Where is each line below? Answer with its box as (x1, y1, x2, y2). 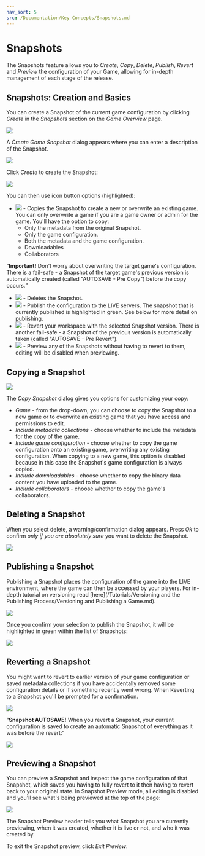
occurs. (6, 282, 26, 289)
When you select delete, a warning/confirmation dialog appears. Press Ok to (6, 525, 199, 533)
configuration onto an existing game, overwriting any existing (15, 446, 170, 454)
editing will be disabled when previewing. (15, 349, 120, 356)
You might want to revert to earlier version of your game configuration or (6, 673, 190, 680)
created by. (6, 831, 35, 838)
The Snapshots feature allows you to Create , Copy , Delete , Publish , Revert (6, 61, 194, 69)
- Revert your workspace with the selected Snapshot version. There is (23, 322, 199, 329)
